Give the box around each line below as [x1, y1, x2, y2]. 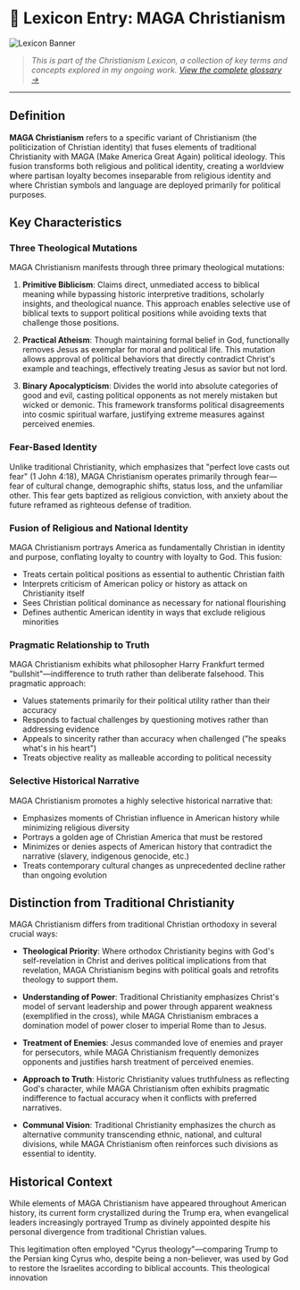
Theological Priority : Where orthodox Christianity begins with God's [21, 946, 275, 956]
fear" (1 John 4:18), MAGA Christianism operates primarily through [9, 471, 253, 481]
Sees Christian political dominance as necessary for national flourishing [21, 598, 287, 608]
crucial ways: [9, 929, 58, 939]
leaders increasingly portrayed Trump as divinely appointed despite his [9, 1217, 271, 1228]
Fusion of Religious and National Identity [9, 522, 189, 534]
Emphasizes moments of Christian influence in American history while [21, 812, 279, 823]
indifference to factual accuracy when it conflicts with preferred [21, 1093, 257, 1104]
